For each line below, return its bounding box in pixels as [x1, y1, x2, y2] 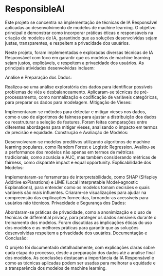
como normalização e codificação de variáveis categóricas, [38, 94, 158, 100]
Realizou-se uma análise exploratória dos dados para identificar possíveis [5, 84, 153, 89]
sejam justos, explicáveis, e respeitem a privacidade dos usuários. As [5, 60, 145, 66]
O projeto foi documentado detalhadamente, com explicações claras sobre [5, 244, 155, 250]
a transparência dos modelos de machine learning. [5, 265, 107, 271]
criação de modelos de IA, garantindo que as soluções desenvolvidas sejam [5, 35, 158, 41]
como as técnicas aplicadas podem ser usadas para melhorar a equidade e [5, 260, 156, 266]
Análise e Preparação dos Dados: [5, 74, 72, 80]
